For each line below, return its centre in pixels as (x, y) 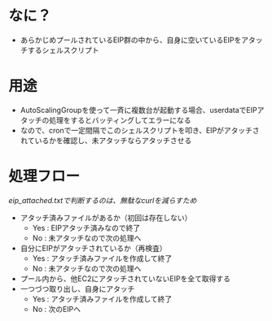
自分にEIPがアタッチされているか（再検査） (93, 248)
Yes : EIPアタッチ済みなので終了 (86, 228)
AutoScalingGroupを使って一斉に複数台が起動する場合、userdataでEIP (139, 110)
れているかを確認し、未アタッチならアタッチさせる (106, 140)
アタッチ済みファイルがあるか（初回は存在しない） (106, 217)
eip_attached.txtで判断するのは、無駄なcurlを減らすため (103, 200)
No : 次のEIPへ (57, 309)
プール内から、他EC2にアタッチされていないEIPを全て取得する (125, 278)
